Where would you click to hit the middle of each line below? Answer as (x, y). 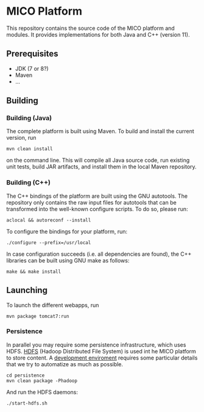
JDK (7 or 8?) (32, 68)
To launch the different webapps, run (53, 305)
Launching (27, 290)
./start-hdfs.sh (27, 403)
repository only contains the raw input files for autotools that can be (91, 202)
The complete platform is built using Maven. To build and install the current (100, 131)
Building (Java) (29, 118)
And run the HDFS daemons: (42, 392)
